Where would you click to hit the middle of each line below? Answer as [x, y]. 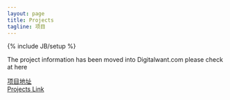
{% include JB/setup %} [42, 47]
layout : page [26, 14]
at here [17, 67]
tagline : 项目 [27, 26]
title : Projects [30, 20]
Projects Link [26, 89]
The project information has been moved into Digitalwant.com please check [115, 60]
